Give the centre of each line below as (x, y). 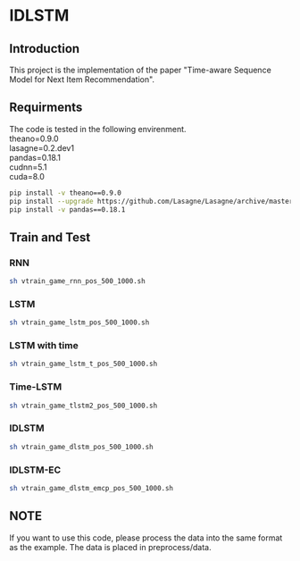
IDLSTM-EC (35, 470)
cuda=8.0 (27, 176)
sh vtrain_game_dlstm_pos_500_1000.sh (81, 447)
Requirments (46, 108)
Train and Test (50, 237)
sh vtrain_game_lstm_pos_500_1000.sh (79, 322)
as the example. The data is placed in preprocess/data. (110, 547)
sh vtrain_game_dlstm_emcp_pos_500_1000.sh (92, 488)
